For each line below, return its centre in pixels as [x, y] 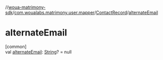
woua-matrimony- [27, 7]
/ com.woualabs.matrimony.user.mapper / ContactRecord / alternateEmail [85, 12]
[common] [16, 46]
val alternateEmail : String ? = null [38, 51]
